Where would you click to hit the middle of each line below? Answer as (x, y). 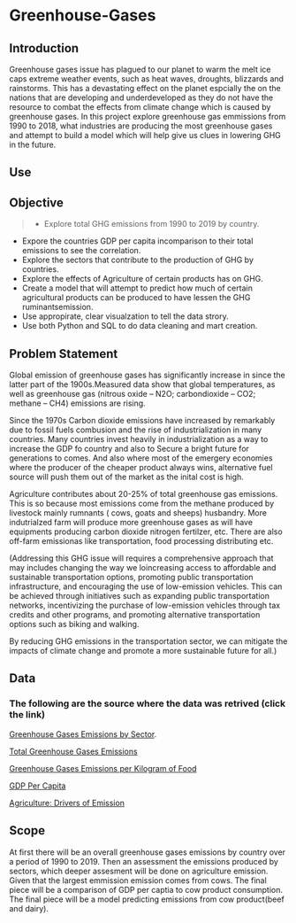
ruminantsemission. (57, 307)
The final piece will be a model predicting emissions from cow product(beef (147, 899)
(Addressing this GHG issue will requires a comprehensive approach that (141, 558)
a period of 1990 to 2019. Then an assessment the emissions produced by (144, 861)
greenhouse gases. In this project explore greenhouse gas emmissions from (148, 116)
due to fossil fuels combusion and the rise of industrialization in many (136, 430)
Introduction (44, 48)
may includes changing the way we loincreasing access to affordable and (143, 568)
